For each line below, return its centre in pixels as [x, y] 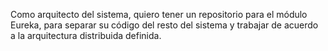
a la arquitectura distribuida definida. [86, 35]
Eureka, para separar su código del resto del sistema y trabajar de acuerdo [164, 25]
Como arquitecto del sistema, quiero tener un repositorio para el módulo [159, 14]
